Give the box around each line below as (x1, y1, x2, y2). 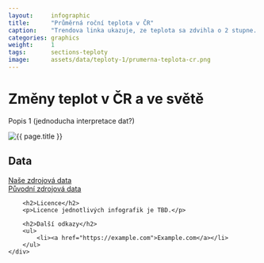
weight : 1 (8, 41, 55, 49)
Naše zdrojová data (8, 175, 72, 185)
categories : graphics (8, 33, 80, 42)
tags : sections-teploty (8, 48, 109, 56)
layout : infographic (8, 11, 90, 20)
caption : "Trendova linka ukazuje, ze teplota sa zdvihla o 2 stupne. (8, 26, 258, 34)
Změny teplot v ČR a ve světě (8, 90, 205, 108)
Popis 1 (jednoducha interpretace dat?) (8, 116, 135, 125)
